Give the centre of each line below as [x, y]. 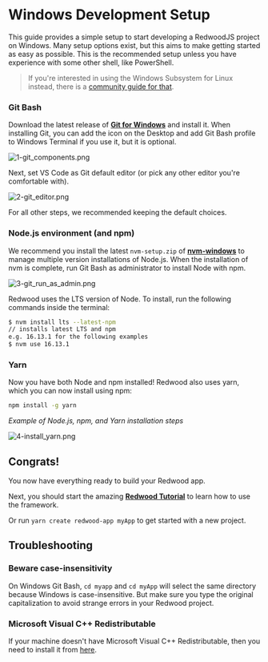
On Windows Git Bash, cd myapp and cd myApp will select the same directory [132, 586]
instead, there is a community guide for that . [101, 87]
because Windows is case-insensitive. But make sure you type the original [131, 594]
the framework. [34, 505]
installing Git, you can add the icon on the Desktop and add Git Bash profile [132, 133]
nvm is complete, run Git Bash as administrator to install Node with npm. [127, 268]
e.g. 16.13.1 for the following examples [78, 337]
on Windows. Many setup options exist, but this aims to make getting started [134, 45]
